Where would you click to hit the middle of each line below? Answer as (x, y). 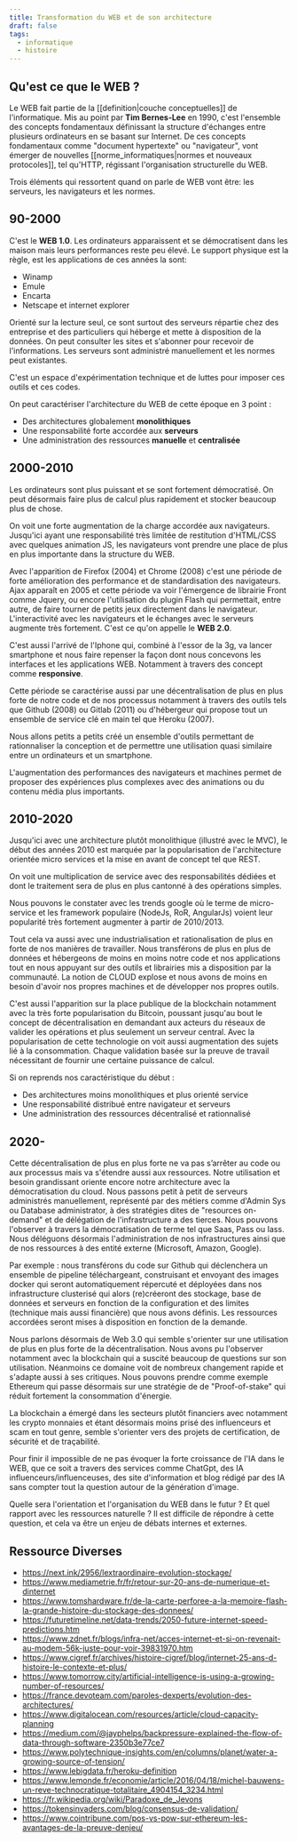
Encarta (36, 295)
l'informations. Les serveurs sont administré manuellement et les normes (142, 350)
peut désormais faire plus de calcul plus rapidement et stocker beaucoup (143, 499)
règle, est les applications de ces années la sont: (98, 260)
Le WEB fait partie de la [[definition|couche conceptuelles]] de (123, 108)
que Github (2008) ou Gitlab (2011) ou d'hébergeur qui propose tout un (138, 709)
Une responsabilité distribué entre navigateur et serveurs (126, 1104)
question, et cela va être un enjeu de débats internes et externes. (128, 1523)
